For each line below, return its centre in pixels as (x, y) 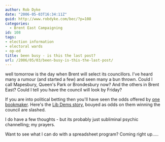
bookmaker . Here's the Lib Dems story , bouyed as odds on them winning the (83, 105)
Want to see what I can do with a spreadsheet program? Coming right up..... (82, 134)
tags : (11, 37)
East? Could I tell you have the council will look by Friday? (64, 90)
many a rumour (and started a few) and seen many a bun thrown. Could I (79, 79)
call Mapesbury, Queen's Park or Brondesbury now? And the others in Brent (82, 85)
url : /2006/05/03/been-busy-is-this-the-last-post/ (59, 60)
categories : (17, 23)
